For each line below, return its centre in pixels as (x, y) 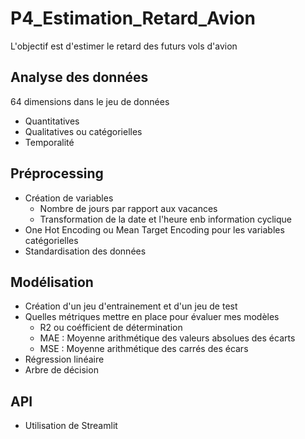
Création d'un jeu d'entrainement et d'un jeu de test (131, 306)
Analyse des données (79, 77)
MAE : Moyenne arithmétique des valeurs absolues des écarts (167, 338)
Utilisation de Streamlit (71, 426)
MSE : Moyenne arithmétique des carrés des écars (144, 349)
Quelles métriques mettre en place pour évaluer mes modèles (152, 317)
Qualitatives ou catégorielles (83, 131)
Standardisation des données (85, 251)
